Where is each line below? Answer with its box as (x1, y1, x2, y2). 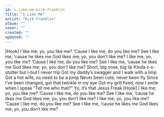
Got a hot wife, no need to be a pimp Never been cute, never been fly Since (5, 75, 159, 80)
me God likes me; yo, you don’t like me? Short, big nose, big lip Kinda (5, 64, 146, 70)
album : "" (5, 21, 26, 26)
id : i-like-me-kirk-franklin (5, 7, 65, 12)
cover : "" (5, 26, 26, 31)
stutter (5, 69, 19, 75)
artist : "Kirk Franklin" (5, 16, 56, 21)
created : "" (5, 30, 30, 35)
